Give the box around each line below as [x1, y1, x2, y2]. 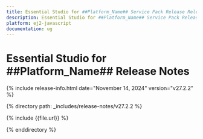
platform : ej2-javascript [6, 20, 71, 26]
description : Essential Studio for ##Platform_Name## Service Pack [6, 15, 180, 21]
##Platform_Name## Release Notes [6, 65, 190, 79]
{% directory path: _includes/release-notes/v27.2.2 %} [6, 103, 143, 110]
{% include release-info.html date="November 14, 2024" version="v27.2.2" [6, 85, 194, 92]
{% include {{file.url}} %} [6, 114, 69, 121]
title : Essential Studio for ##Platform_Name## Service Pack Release [6, 8, 185, 15]
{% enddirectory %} [6, 126, 56, 134]
